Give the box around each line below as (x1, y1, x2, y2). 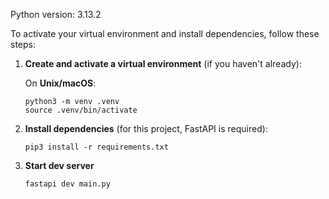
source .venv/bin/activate (24, 105, 138, 115)
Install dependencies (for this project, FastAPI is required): (24, 123, 268, 134)
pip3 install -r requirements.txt (24, 142, 169, 152)
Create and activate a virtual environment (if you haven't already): (24, 58, 302, 69)
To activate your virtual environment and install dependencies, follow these (10, 28, 320, 39)
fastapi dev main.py (24, 179, 111, 189)
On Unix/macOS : (24, 77, 97, 89)
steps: (10, 39, 36, 50)
